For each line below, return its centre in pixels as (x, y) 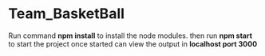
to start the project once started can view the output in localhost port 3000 (133, 43)
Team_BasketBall (67, 14)
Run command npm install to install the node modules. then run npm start (131, 35)
